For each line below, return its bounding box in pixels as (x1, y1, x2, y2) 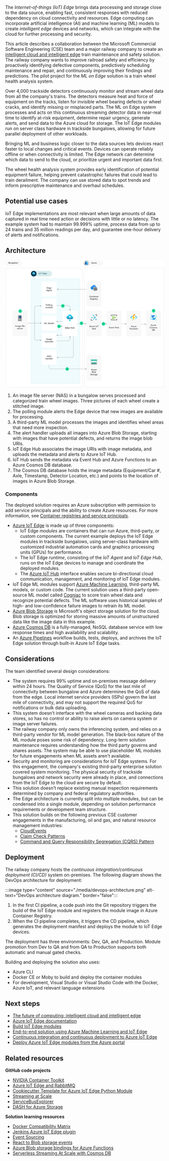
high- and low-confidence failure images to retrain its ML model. (12, 603, 146, 608)
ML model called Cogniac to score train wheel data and (28, 592, 143, 598)
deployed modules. (20, 565, 60, 571)
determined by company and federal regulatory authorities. (12, 790, 135, 796)
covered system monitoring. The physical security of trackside (12, 769, 142, 775)
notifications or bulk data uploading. (12, 705, 88, 711)
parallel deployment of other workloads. (5, 131, 88, 136)
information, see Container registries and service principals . (5, 513, 130, 518)
